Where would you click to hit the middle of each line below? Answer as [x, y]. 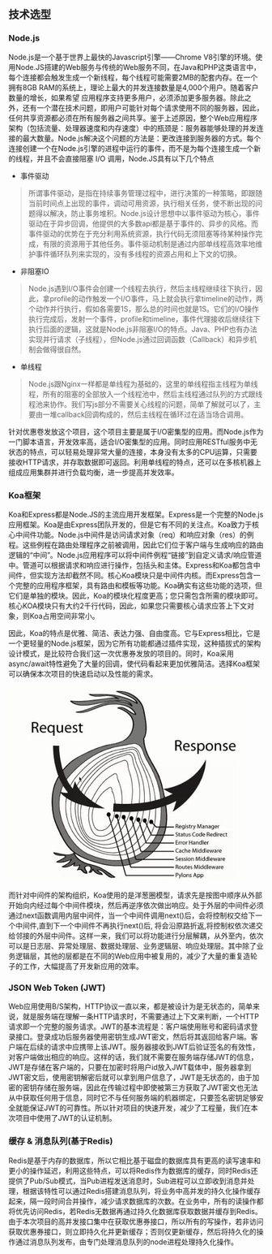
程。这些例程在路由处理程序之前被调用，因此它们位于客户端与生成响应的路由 [136, 545]
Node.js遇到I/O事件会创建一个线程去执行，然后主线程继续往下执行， [142, 288]
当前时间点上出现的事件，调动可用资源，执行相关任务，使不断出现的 [142, 203]
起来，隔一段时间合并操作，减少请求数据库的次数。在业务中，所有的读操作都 [136, 1201]
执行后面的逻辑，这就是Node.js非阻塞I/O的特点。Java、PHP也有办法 [142, 329]
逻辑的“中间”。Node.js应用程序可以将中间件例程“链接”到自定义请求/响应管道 [135, 555]
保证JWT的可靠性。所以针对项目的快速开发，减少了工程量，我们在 [140, 1108]
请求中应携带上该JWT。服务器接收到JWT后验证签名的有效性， [155, 1047]
